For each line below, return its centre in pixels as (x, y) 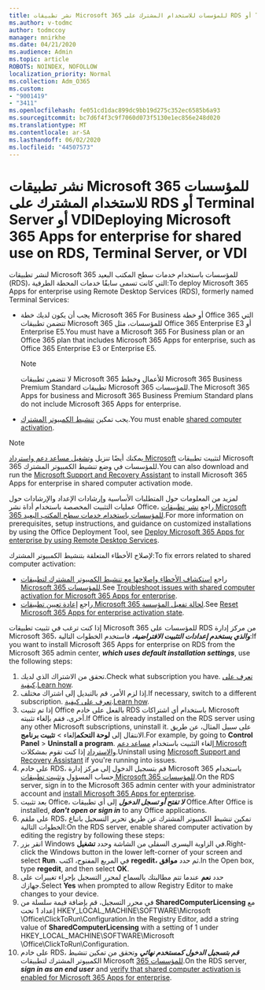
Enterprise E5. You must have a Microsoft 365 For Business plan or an (132, 332)
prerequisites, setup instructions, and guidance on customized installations (130, 523)
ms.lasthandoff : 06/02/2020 (55, 140)
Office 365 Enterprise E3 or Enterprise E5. (88, 349)
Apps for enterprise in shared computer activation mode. (101, 483)
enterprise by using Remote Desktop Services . (84, 541)
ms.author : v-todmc (41, 23)
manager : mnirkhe (37, 37)
